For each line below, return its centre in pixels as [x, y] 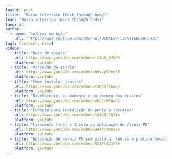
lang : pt [15, 24]
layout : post [19, 10]
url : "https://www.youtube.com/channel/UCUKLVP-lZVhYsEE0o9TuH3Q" [87, 39]
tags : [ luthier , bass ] [29, 44]
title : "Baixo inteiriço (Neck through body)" [57, 15]
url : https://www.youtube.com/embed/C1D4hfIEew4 [67, 86]
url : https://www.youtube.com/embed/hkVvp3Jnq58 [67, 72]
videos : [14, 48]
